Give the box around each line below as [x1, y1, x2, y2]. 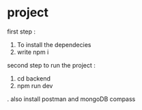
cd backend [16, 74, 51, 83]
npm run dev [16, 81, 53, 90]
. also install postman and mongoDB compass [7, 94, 136, 103]
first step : [7, 27, 36, 36]
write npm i [16, 48, 49, 56]
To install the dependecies [16, 40, 91, 49]
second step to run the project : [7, 61, 96, 69]
